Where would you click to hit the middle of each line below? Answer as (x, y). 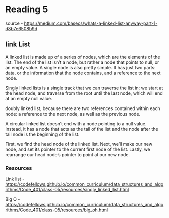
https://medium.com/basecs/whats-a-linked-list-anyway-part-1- (91, 23)
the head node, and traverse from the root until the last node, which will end (84, 93)
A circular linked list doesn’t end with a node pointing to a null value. (76, 123)
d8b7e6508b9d (21, 28)
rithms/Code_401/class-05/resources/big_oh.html (57, 210)
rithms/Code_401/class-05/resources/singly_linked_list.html (67, 190)
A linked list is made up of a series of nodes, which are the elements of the (83, 57)
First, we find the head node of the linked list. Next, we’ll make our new (79, 144)
